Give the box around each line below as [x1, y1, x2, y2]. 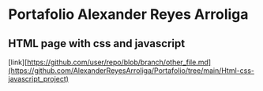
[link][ [8, 57, 28, 67]
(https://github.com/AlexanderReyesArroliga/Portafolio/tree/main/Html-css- [8, 66, 255, 75]
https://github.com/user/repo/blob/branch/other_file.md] [27, 57, 212, 67]
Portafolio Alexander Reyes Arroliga [8, 5, 249, 24]
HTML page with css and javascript [8, 37, 186, 50]
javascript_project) [8, 75, 70, 83]
